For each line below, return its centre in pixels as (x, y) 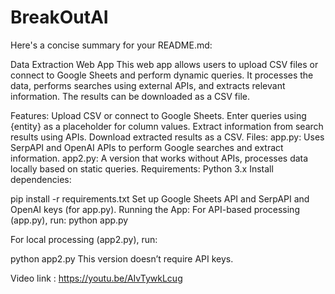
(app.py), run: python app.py (69, 220)
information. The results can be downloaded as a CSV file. (130, 96)
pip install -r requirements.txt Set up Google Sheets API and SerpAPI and (160, 198)
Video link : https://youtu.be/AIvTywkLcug (96, 278)
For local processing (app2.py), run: (84, 239)
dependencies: (41, 179)
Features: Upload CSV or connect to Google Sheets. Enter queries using (158, 115)
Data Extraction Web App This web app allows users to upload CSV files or (164, 64)
